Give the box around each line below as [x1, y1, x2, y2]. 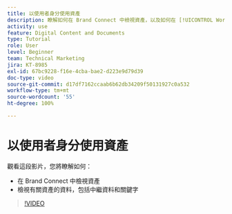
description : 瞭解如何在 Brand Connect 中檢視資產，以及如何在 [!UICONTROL [7, 17, 213, 23]
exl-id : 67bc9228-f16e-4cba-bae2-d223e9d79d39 [7, 68, 144, 75]
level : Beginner [7, 49, 54, 56]
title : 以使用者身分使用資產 [7, 10, 81, 17]
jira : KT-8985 [7, 61, 48, 68]
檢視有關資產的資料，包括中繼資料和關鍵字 [17, 185, 139, 193]
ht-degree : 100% [7, 100, 54, 107]
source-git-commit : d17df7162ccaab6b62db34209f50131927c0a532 [7, 81, 190, 88]
